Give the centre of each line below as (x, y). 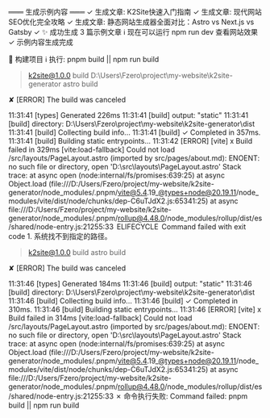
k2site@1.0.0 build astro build (77, 252)
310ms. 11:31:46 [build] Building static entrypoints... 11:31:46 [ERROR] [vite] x (135, 309)
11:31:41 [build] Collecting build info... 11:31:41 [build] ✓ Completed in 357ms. (135, 132)
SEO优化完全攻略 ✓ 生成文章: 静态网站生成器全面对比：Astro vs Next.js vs (131, 22)
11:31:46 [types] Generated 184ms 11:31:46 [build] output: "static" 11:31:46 (130, 284)
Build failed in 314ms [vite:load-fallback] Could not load (100, 318)
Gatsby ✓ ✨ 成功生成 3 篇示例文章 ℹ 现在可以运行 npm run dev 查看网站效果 (133, 32)
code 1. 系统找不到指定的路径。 (60, 236)
